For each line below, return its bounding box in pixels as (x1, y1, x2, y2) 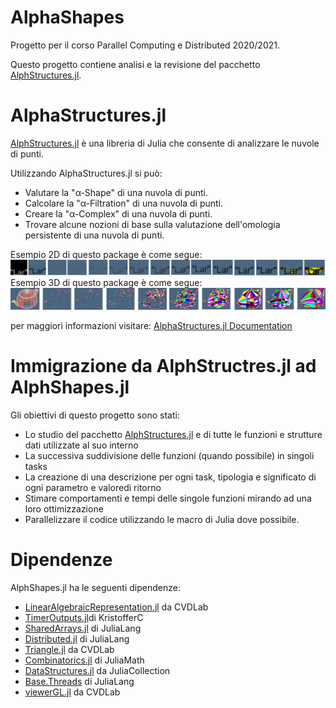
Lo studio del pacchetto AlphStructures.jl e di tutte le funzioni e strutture (24, 428, 323, 440)
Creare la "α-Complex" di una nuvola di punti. (24, 207, 213, 220)
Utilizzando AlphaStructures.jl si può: (10, 167, 163, 179)
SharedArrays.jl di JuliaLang (24, 622, 142, 634)
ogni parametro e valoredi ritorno (24, 481, 162, 493)
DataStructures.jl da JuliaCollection (24, 664, 171, 676)
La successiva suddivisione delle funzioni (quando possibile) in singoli (24, 449, 315, 461)
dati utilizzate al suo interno (24, 439, 139, 451)
